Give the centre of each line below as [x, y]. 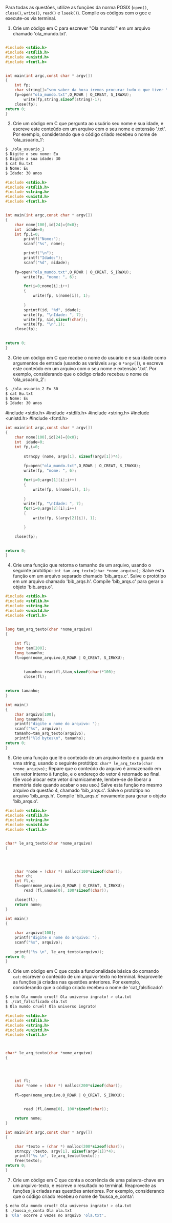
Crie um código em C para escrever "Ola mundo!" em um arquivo [81, 28]
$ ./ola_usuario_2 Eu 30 [32, 389]
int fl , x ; [25, 881]
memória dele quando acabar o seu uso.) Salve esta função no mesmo [87, 785]
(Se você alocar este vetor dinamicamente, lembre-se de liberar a [82, 779]
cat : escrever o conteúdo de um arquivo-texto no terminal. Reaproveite [88, 977]
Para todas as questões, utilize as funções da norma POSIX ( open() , [77, 7]
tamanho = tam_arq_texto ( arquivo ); [50, 734]
